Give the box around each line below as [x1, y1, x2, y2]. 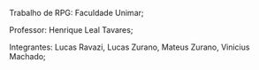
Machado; [9, 51, 46, 61]
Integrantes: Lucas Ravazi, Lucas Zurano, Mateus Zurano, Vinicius [9, 42, 250, 52]
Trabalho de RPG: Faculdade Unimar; [9, 8, 144, 18]
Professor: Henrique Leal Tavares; [9, 25, 133, 35]
